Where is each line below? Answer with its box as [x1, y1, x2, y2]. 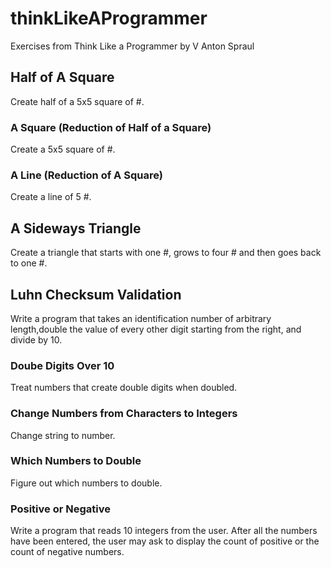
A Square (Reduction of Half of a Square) [10, 120, 212, 134]
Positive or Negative [10, 502, 111, 516]
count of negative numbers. [10, 546, 125, 558]
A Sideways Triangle [10, 220, 142, 237]
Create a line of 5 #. [10, 191, 92, 203]
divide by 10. [10, 333, 63, 346]
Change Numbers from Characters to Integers [10, 407, 238, 421]
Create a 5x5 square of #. [10, 143, 116, 156]
